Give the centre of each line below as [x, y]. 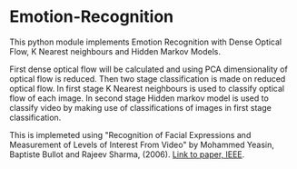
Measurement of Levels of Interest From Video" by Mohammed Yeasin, [142, 144]
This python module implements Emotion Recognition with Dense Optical [146, 42]
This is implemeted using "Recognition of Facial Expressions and [130, 134]
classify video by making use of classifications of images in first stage [141, 107]
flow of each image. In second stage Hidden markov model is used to [139, 98]
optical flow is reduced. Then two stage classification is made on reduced [148, 78]
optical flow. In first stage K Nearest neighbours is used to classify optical [147, 88]
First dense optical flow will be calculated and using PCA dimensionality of [148, 69]
